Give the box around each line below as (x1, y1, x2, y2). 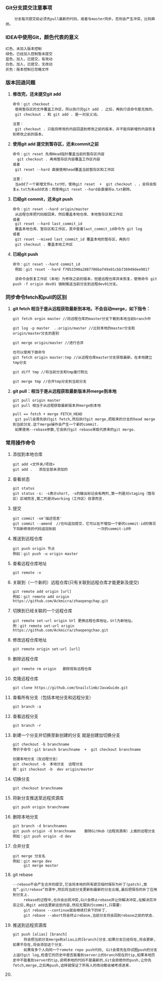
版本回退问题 (5, 79, 36, 86)
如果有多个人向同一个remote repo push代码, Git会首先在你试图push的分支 (23, 947, 158, 953)
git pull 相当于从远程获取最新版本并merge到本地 (12, 403, 101, 408)
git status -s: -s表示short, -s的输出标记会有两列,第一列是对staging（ (12, 491, 148, 496)
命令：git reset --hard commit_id (12, 262, 81, 266)
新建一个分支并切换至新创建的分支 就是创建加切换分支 (12, 732, 120, 738)
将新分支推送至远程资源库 (12, 795, 64, 801)
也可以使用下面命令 (12, 350, 46, 355)
